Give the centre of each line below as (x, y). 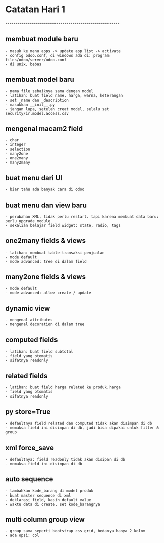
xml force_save (30, 448)
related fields (26, 376)
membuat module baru (42, 39)
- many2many (18, 163)
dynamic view (28, 308)
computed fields (32, 340)
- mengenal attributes (29, 320)
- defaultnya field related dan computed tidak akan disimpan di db (79, 423)
